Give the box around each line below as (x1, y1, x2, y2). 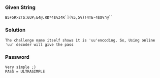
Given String (5, 4, 36, 11)
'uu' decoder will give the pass (5, 42, 74, 47)
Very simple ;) (5, 65, 36, 70)
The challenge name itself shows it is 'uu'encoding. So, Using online (5, 38, 155, 43)
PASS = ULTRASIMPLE (5, 69, 45, 74)
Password (5, 53, 30, 60)
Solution (5, 27, 26, 34)
